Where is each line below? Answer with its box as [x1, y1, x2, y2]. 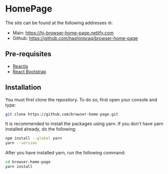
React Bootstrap [12, 69, 46, 75]
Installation [5, 83, 41, 92]
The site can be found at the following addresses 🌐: [5, 20, 113, 26]
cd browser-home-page [5, 159, 51, 164]
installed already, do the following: [5, 126, 77, 132]
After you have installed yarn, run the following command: [5, 150, 126, 156]
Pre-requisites [5, 50, 51, 59]
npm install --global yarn [5, 136, 62, 141]
